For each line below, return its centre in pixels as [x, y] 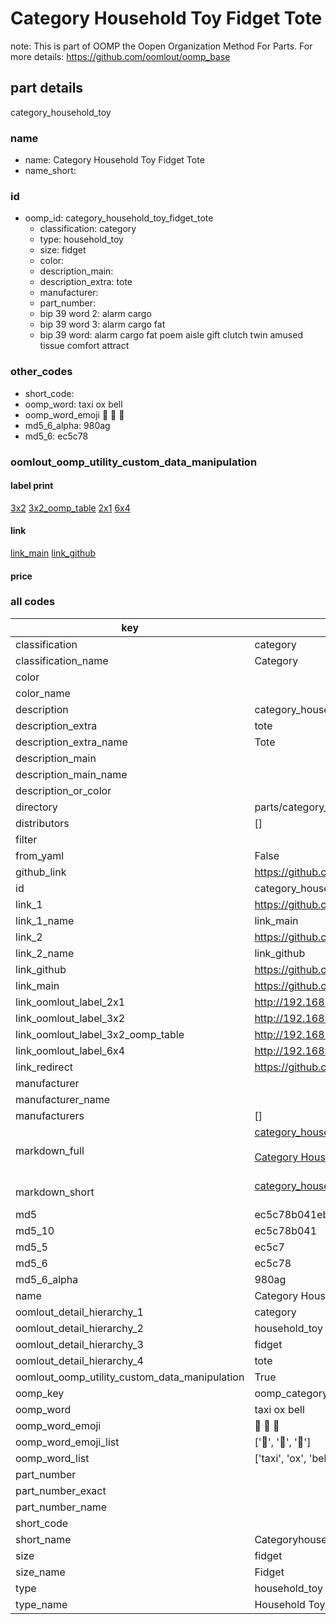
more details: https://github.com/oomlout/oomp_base [120, 56]
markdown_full [50, 1150]
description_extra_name [71, 742]
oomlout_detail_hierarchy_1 [79, 1312]
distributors [42, 823]
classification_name [62, 660]
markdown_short [55, 1192]
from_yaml [40, 855]
